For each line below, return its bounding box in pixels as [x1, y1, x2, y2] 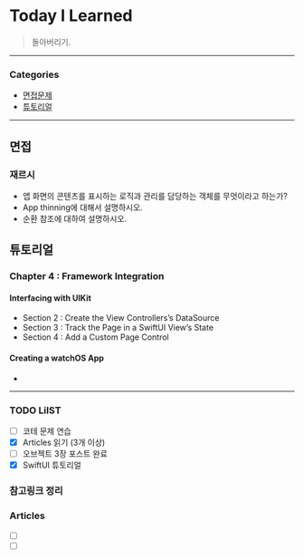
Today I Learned [9, 5, 133, 26]
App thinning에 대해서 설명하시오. [22, 201, 143, 213]
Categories [9, 68, 60, 81]
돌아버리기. [31, 36, 71, 47]
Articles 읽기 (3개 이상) [22, 437, 106, 448]
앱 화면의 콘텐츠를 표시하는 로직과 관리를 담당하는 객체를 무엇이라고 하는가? [22, 190, 288, 201]
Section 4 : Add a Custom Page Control [22, 332, 169, 342]
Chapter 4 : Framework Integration [9, 270, 165, 283]
